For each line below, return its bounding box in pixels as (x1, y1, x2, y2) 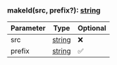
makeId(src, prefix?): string (7, 6, 101, 15)
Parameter (10, 24, 46, 33)
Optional (77, 24, 107, 33)
